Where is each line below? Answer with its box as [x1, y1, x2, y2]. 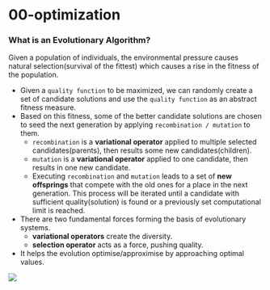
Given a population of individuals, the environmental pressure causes [8, 53, 238, 62]
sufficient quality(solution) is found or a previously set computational [32, 197, 261, 207]
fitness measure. [19, 103, 77, 112]
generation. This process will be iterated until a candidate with [32, 188, 240, 199]
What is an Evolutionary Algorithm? [8, 35, 151, 46]
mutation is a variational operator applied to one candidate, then [32, 154, 249, 164]
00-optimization [8, 6, 121, 24]
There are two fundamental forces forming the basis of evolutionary [19, 214, 247, 224]
